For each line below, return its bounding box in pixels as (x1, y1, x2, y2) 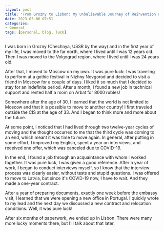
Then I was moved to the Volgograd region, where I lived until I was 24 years (5, 54, 159, 59)
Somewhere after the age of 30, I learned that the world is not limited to (5, 99, 149, 104)
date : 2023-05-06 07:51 (5, 16, 54, 21)
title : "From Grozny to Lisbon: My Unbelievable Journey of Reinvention (5, 12, 156, 17)
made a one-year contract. (5, 180, 59, 186)
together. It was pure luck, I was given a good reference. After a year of (5, 160, 149, 165)
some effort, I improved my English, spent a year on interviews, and (5, 140, 141, 145)
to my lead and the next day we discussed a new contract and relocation (5, 201, 151, 206)
